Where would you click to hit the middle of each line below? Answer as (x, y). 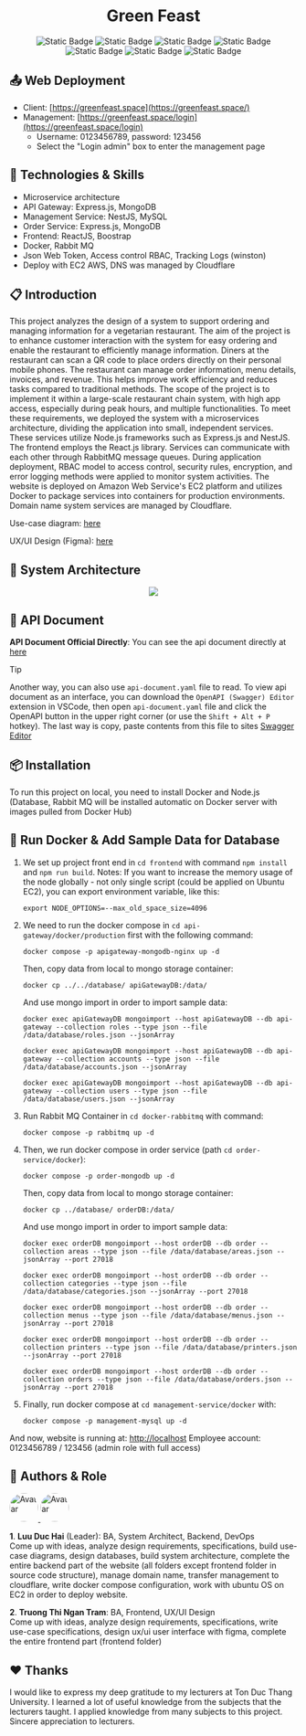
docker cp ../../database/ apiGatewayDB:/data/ (115, 985)
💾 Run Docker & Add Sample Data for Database (145, 840)
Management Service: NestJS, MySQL (95, 217)
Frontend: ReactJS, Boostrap (77, 236)
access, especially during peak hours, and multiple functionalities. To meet (150, 408)
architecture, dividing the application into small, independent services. (142, 428)
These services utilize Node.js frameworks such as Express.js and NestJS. (150, 438)
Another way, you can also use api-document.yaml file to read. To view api (148, 687)
